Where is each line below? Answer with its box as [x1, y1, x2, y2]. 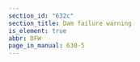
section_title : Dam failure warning [8, 19, 132, 27]
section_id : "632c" [8, 11, 74, 20]
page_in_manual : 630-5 [8, 42, 85, 50]
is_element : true [8, 27, 67, 35]
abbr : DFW [8, 34, 42, 43]
